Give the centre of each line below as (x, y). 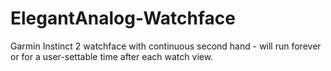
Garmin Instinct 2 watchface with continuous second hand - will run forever (166, 46)
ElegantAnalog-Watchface (123, 18)
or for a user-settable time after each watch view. (112, 56)
